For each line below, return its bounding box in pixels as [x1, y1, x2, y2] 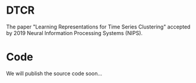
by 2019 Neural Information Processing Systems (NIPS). [6, 29, 143, 36]
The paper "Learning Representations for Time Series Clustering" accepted [6, 23, 191, 30]
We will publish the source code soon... [6, 69, 103, 77]
